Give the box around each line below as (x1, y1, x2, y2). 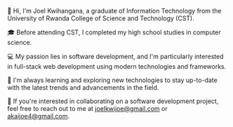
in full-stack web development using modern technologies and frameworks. (7, 62, 227, 70)
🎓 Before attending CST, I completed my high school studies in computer (7, 28, 221, 36)
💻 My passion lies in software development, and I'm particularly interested (7, 53, 224, 60)
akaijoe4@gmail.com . (7, 112, 70, 120)
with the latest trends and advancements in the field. (7, 83, 159, 91)
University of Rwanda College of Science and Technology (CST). (7, 14, 194, 22)
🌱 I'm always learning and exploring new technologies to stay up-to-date (7, 76, 218, 84)
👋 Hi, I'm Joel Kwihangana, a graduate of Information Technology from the (7, 7, 222, 15)
